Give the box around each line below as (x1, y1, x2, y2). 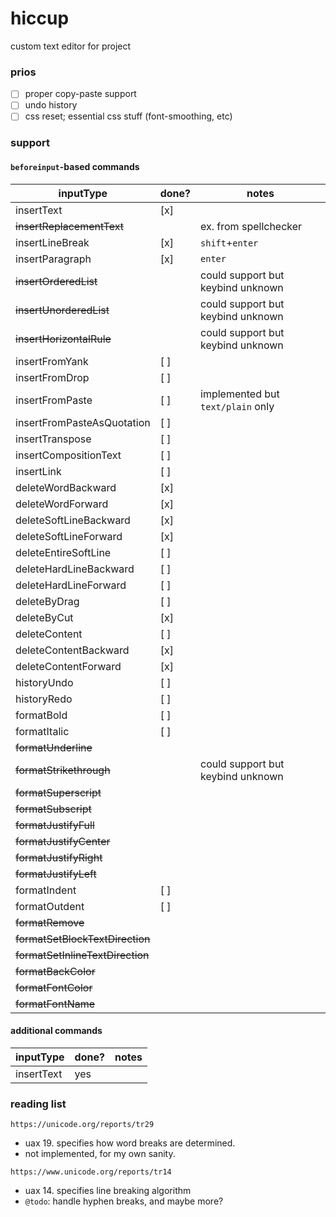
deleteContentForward (15, 659, 122, 673)
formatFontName (15, 997, 96, 1011)
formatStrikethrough (15, 763, 111, 777)
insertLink (15, 464, 62, 478)
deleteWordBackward (15, 480, 117, 494)
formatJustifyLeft (15, 867, 97, 881)
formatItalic (15, 724, 70, 738)
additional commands (10, 1025, 103, 1037)
